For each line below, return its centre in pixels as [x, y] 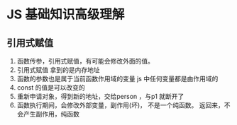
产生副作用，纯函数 [51, 114]
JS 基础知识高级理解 [66, 14]
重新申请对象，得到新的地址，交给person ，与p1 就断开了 [100, 96]
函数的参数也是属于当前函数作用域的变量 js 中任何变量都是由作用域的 [117, 79]
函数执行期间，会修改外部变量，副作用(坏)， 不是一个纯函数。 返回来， [120, 105]
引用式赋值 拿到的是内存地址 [58, 70]
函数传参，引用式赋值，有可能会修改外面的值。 [85, 61]
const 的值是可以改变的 [51, 88]
